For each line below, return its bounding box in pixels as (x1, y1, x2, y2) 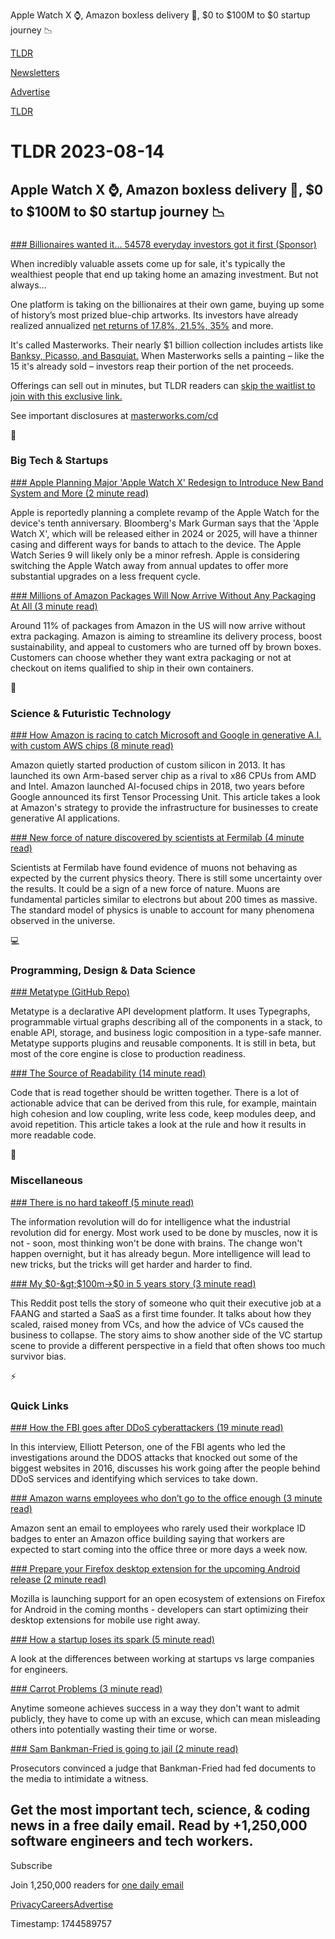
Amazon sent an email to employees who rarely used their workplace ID (10, 1522, 307, 1534)
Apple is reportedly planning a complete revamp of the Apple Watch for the (10, 506, 320, 518)
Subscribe (10, 1859, 53, 1871)
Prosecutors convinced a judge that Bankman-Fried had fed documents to (10, 1762, 317, 1774)
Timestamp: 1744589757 (10, 1917, 112, 1929)
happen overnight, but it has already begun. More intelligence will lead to (10, 1247, 311, 1259)
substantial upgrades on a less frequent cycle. (10, 570, 201, 582)
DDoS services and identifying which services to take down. (10, 1472, 258, 1484)
